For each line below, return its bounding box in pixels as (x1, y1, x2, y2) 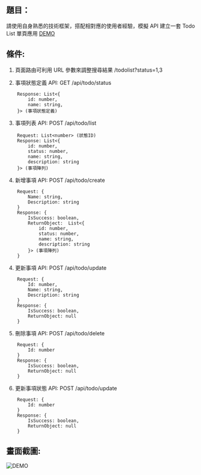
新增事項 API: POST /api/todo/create (14, 176, 105, 184)
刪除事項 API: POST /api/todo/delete (14, 329, 105, 337)
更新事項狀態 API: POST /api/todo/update (14, 384, 117, 392)
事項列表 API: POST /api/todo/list (14, 119, 97, 126)
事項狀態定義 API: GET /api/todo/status (14, 79, 111, 86)
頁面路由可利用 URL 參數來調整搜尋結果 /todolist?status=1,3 (14, 66, 163, 73)
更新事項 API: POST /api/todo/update (14, 264, 107, 272)
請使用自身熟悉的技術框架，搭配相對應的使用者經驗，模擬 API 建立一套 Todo (6, 22, 196, 29)
